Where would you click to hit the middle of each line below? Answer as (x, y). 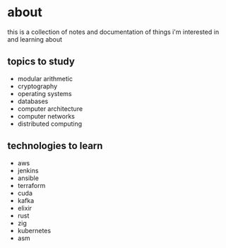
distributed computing (50, 124)
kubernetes (34, 230)
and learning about (35, 39)
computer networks (46, 116)
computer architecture (50, 108)
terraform (31, 185)
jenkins (28, 170)
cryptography (37, 86)
